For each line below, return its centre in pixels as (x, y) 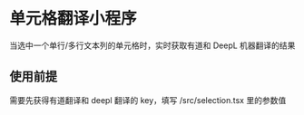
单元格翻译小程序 (74, 19)
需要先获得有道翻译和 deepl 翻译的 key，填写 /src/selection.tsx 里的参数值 (148, 100)
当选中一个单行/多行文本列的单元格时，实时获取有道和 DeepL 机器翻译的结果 (152, 45)
